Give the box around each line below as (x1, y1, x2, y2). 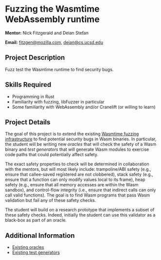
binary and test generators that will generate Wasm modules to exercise (5, 146, 149, 152)
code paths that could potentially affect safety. (5, 152, 99, 158)
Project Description (5, 54, 65, 62)
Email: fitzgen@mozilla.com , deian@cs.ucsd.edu (5, 39, 104, 45)
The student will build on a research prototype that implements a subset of (5, 207, 155, 213)
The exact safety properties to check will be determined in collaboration (5, 161, 149, 167)
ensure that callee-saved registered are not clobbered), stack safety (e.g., (5, 172, 153, 178)
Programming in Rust (12, 94, 54, 100)
